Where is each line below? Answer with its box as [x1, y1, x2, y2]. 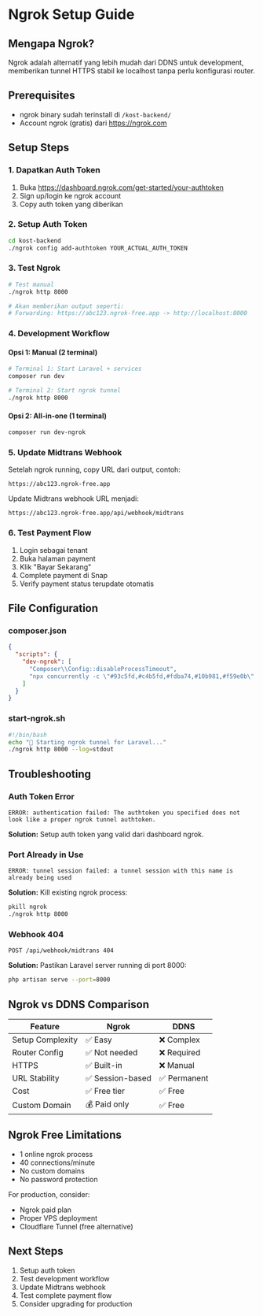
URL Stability [12, 1073, 60, 1084]
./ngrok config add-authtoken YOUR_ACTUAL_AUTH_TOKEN [8, 244, 188, 252]
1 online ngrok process [19, 1149, 93, 1158]
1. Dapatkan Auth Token [8, 165, 100, 176]
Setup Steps [8, 141, 69, 154]
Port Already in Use [8, 849, 84, 860]
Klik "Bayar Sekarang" [19, 562, 92, 572]
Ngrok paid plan [19, 1205, 72, 1214]
